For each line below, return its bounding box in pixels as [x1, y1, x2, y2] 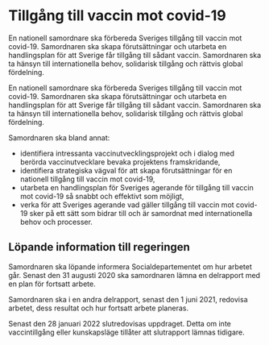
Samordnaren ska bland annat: [8, 132, 110, 143]
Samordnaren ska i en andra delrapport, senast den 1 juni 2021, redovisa [8, 294, 248, 304]
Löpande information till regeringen [8, 240, 191, 254]
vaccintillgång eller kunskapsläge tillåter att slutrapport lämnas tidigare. [8, 327, 245, 337]
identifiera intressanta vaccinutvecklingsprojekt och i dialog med [19, 148, 235, 158]
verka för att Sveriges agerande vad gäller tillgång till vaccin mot [19, 200, 235, 210]
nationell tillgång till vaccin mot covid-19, [19, 174, 155, 184]
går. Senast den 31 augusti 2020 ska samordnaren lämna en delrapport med [8, 270, 260, 280]
